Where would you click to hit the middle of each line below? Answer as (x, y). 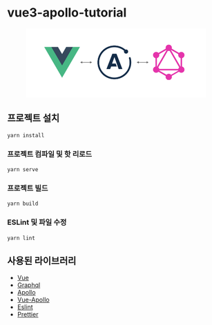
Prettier (28, 315)
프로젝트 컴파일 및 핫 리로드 (50, 154)
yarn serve (23, 170)
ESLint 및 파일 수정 (37, 222)
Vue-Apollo (33, 300)
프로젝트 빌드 (28, 188)
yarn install (26, 135)
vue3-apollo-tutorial (67, 13)
